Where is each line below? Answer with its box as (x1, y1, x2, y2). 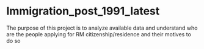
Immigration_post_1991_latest (6, 4, 160, 18)
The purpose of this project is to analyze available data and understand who (6, 24, 198, 31)
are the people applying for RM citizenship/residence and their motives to (6, 30, 191, 38)
